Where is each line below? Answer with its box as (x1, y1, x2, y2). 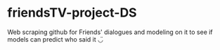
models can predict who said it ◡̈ (7, 35, 103, 43)
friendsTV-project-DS (7, 5, 137, 21)
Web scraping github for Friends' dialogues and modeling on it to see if (7, 28, 213, 36)
